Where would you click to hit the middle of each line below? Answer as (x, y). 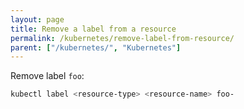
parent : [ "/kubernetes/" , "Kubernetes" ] (96, 47)
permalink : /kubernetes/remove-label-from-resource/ (122, 38)
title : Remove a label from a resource (93, 29)
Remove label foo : (47, 76)
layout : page (37, 19)
